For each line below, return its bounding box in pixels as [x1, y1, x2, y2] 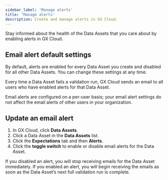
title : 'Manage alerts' [5, 12, 55, 17]
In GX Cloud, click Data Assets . [12, 127, 78, 133]
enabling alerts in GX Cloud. [5, 36, 63, 42]
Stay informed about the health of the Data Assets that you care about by [5, 31, 157, 37]
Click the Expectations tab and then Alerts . [12, 138, 104, 144]
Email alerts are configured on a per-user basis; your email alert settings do [5, 94, 162, 100]
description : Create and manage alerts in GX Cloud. [5, 17, 118, 22]
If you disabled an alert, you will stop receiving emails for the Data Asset [5, 158, 155, 164]
